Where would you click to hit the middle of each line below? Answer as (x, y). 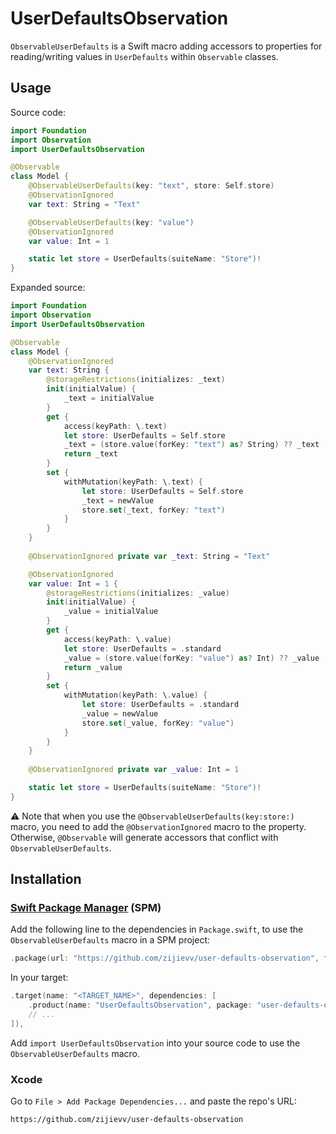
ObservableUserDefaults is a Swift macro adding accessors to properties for (166, 46)
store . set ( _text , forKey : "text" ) (153, 510)
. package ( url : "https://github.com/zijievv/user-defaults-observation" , (165, 958)
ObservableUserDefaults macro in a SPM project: (110, 940)
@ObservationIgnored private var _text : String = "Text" (149, 556)
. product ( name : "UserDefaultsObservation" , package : (140, 1005)
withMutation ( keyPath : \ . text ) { (133, 482)
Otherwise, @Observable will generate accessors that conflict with (144, 837)
